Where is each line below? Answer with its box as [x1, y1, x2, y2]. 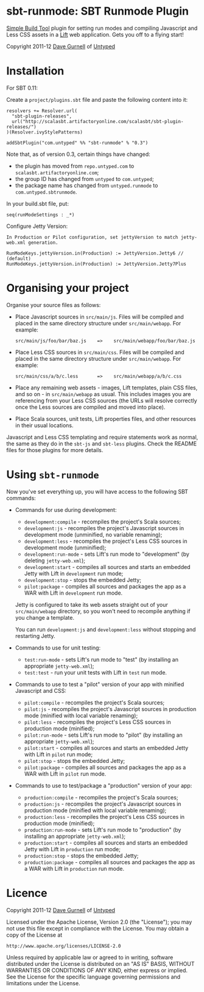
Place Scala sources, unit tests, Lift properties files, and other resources [15, 415, 196, 422]
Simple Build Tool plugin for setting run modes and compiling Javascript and [6, 24, 198, 32]
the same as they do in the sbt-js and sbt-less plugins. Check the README [6, 440, 197, 447]
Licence [6, 886, 47, 900]
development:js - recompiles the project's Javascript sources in [24, 524, 185, 531]
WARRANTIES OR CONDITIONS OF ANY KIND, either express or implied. [6, 966, 188, 974]
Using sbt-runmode [6, 468, 99, 481]
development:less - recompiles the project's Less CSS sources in [24, 537, 188, 545]
